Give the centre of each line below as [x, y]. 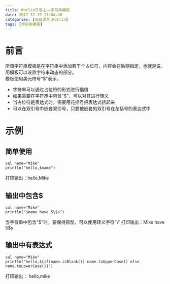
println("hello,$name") [30, 168]
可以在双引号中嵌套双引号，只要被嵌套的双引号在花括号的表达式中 [81, 109]
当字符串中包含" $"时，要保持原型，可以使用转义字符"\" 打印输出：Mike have [85, 222]
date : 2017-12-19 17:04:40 [34, 15]
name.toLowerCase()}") [29, 266]
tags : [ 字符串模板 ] [24, 24]
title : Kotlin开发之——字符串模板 [38, 10]
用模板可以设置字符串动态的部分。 [41, 72]
